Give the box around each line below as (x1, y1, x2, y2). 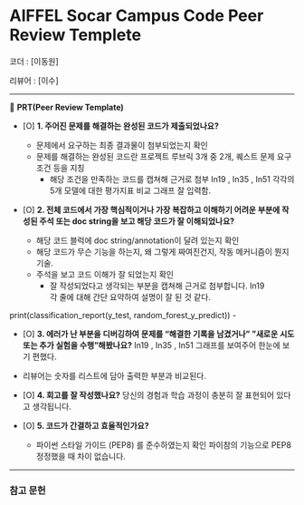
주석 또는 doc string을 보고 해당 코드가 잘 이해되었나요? (39, 215, 235, 227)
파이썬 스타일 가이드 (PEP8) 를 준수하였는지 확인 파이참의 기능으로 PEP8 (35, 439, 292, 450)
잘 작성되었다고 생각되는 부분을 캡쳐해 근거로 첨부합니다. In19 (49, 280, 265, 291)
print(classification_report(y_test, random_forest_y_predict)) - (9, 309, 237, 320)
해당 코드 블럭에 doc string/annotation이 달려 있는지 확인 (35, 235, 240, 246)
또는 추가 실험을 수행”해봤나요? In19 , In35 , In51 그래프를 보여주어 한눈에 (22, 339, 280, 350)
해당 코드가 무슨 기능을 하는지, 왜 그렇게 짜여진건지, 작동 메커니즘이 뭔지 (35, 246, 290, 257)
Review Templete (9, 24, 142, 45)
